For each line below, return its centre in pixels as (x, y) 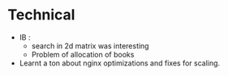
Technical (41, 15)
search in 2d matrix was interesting (90, 45)
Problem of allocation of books (83, 54)
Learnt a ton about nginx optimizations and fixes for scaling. (120, 63)
